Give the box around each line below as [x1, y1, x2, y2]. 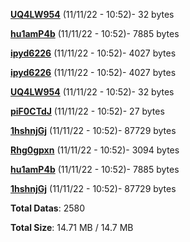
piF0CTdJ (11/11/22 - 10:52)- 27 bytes [10, 105, 165, 117]
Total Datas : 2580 [10, 202, 85, 214]
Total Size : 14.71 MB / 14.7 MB [10, 222, 134, 233]
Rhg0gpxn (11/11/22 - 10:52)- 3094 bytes [10, 144, 180, 156]
